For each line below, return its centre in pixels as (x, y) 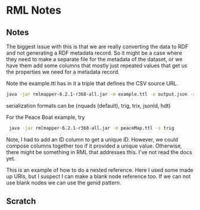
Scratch (21, 201)
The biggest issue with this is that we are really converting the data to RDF (97, 46)
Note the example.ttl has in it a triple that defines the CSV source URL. (92, 83)
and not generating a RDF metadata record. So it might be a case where (94, 53)
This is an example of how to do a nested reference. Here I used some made (100, 170)
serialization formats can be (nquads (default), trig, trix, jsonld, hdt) (88, 105)
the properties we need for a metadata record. (63, 72)
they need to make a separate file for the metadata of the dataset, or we (94, 59)
